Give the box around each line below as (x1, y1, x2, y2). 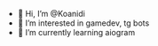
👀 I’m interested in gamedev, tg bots (17, 18, 150, 28)
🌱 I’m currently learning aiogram (17, 27, 136, 37)
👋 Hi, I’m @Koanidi (17, 9, 86, 19)
